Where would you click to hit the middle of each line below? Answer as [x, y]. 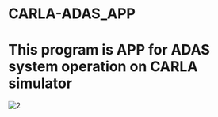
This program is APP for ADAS [109, 50]
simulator [40, 83]
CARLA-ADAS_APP [72, 14]
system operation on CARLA [103, 67]
